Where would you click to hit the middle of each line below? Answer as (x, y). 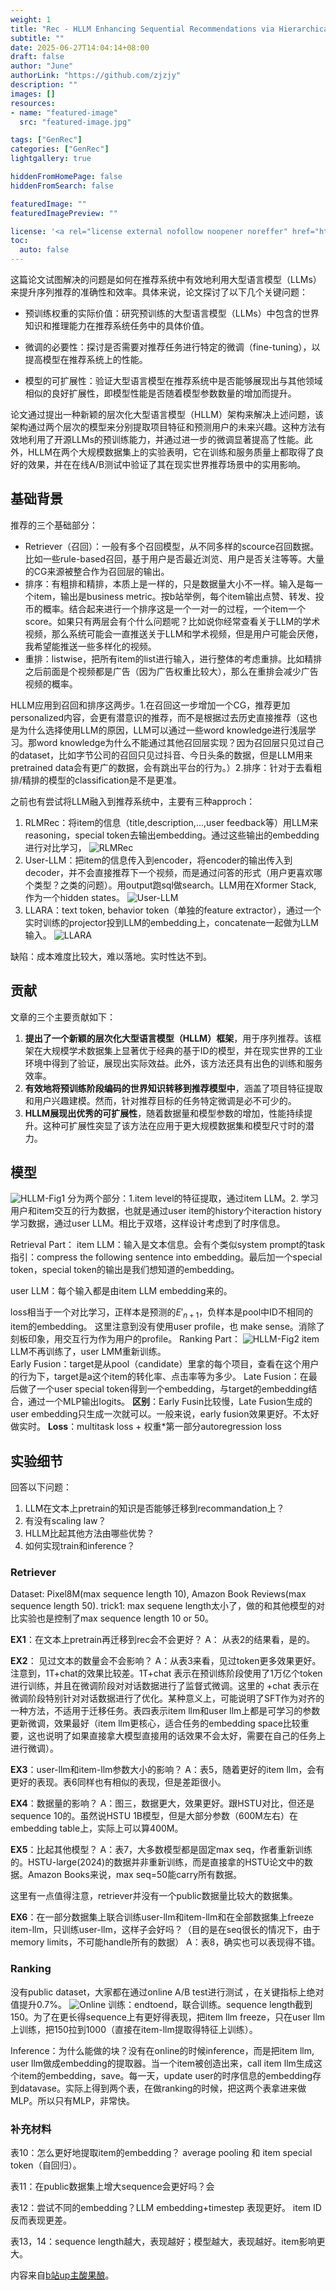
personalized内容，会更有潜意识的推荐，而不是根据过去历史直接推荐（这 (159, 717)
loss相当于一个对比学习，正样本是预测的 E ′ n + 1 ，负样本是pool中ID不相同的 (161, 1313)
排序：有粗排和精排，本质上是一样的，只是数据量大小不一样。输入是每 (169, 583)
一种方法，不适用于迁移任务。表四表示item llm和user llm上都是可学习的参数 (165, 1711)
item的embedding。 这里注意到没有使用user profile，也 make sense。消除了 (167, 1327)
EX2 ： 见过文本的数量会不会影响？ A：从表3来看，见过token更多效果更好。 (166, 1661)
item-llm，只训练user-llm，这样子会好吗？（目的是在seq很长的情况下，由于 (165, 1930)
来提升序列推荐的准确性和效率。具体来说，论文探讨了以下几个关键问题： (159, 292)
